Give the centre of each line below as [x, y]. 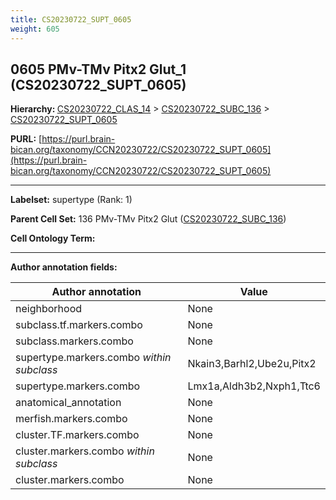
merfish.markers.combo [71, 419]
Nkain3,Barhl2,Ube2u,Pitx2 [252, 364]
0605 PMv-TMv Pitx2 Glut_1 [98, 69]
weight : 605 [35, 29]
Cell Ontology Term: [53, 238]
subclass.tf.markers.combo [79, 325]
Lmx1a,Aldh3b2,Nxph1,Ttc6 [254, 386]
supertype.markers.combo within [93, 358]
